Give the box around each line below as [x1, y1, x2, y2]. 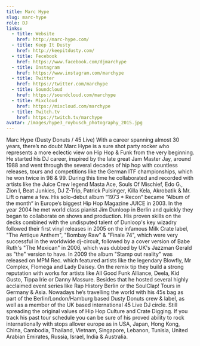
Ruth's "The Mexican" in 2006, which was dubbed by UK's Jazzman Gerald [6, 244, 192, 252]
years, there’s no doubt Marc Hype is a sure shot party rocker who [6, 143, 170, 150]
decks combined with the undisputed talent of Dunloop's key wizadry [6, 219, 177, 226]
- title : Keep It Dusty [11, 42, 70, 48]
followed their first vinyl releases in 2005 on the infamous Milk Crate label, [6, 225, 189, 232]
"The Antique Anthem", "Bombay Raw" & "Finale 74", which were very [6, 231, 178, 239]
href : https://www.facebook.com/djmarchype [17, 59, 127, 65]
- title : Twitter [11, 75, 55, 81]
